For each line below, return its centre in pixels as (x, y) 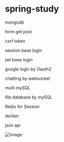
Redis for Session (22, 106)
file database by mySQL (29, 97)
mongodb (15, 22)
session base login (24, 50)
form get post (19, 31)
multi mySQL (18, 87)
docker (12, 116)
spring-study (32, 9)
